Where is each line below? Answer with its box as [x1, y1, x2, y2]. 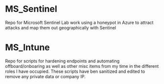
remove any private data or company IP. [5, 73, 86, 79]
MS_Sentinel [5, 3, 57, 15]
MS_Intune [5, 42, 50, 53]
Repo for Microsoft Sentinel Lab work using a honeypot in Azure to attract [5, 20, 154, 25]
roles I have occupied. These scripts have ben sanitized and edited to [5, 68, 145, 74]
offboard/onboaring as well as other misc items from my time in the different [5, 63, 159, 69]
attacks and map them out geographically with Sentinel [5, 24, 117, 30]
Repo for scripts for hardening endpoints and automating [5, 58, 120, 64]
